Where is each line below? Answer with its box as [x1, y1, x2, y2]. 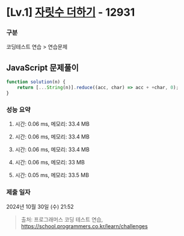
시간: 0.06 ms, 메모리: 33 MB [14, 159, 85, 166]
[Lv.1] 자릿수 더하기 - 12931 [6, 5, 135, 19]
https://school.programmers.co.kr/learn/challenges [20, 222, 149, 229]
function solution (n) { [6, 79, 66, 85]
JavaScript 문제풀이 [6, 63, 79, 73]
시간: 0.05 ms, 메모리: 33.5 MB [14, 172, 89, 179]
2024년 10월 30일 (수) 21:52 [6, 203, 74, 210]
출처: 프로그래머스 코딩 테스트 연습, [20, 216, 103, 223]
